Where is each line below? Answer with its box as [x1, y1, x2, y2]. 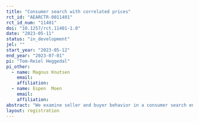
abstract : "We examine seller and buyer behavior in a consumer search [6, 102, 187, 108]
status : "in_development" [6, 36, 70, 42]
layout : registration [6, 108, 60, 114]
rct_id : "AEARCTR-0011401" [6, 14, 73, 20]
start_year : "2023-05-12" [6, 47, 70, 53]
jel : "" [6, 42, 25, 48]
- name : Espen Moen [11, 86, 62, 92]
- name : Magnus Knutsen [11, 69, 70, 75]
